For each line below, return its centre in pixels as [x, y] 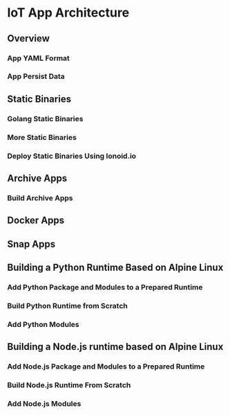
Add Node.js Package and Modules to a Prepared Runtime [106, 367]
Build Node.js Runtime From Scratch [69, 385]
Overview [29, 38]
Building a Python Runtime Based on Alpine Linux [115, 268]
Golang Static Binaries [45, 118]
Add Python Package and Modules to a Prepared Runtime [105, 287]
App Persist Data [36, 76]
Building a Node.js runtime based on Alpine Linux [115, 347]
